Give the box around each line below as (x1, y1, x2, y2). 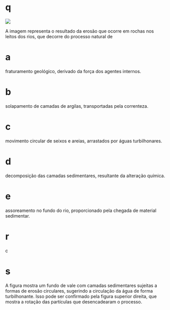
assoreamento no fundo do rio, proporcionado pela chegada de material (5, 207, 157, 213)
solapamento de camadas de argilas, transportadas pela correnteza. (5, 103, 149, 109)
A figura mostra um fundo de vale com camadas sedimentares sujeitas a (5, 282, 157, 289)
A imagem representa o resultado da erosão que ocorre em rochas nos (5, 28, 154, 34)
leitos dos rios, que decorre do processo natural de (5, 33, 113, 39)
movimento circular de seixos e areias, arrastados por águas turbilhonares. (5, 137, 162, 144)
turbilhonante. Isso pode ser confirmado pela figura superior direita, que (5, 293, 157, 299)
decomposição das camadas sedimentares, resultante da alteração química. (5, 173, 165, 179)
